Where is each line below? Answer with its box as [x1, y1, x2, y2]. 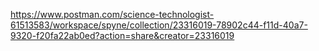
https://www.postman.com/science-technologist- [10, 9, 215, 20]
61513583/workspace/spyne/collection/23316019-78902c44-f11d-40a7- [10, 19, 308, 31]
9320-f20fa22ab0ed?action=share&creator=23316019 [10, 30, 235, 41]
